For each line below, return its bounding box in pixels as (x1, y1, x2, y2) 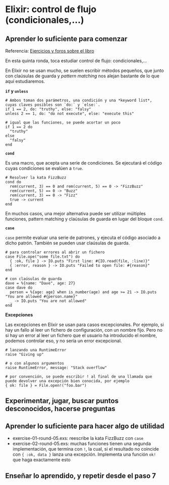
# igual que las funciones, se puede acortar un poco (5, 120, 121, 125)
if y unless (5, 88, 29, 94)
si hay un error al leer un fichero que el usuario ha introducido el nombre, (5, 333, 157, 338)
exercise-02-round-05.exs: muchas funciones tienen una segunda (12, 440, 151, 447)
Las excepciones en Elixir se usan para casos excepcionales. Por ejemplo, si (5, 321, 164, 328)
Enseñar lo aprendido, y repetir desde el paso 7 (5, 471, 156, 480)
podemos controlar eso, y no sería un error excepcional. (5, 338, 122, 344)
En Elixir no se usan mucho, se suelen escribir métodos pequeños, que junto (5, 67, 164, 73)
